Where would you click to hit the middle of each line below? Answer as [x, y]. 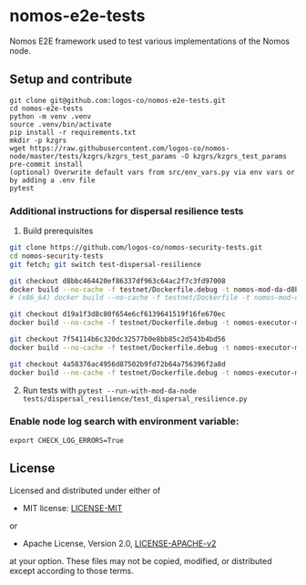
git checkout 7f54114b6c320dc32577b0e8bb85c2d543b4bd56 [117, 339]
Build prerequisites [58, 231]
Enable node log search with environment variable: [124, 422]
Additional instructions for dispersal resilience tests [127, 210]
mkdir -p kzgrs [38, 140]
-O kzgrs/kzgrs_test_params [234, 156]
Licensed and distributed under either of [85, 490]
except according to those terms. [71, 570]
